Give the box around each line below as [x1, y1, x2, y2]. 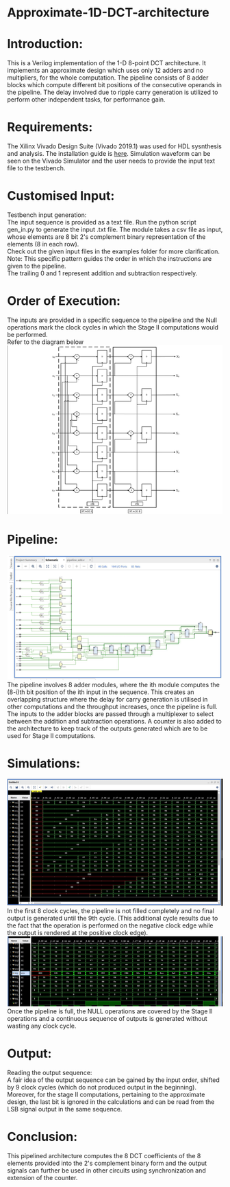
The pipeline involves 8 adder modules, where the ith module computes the [7, 680, 220, 689]
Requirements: [7, 119, 93, 135]
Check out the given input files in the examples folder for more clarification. [7, 247, 220, 255]
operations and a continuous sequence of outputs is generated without [7, 1014, 207, 1022]
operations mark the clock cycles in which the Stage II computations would [7, 323, 219, 331]
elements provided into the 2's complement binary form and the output [7, 1159, 207, 1167]
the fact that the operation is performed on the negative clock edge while [7, 921, 214, 930]
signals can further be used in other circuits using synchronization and [7, 1166, 207, 1175]
